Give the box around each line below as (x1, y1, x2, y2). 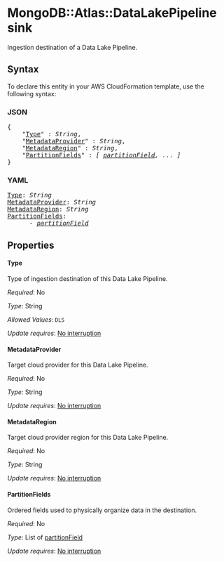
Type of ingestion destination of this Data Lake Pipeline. (7, 274, 168, 282)
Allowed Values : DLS (7, 315, 65, 324)
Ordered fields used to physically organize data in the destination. (7, 506, 197, 514)
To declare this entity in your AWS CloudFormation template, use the (7, 82, 204, 91)
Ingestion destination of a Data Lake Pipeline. (7, 43, 138, 51)
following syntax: (7, 89, 57, 98)
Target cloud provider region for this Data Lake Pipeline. (7, 433, 169, 442)
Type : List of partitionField (7, 532, 83, 542)
